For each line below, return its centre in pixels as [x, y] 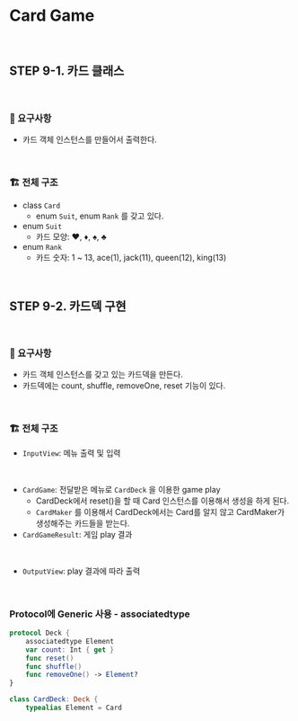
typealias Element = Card [74, 708]
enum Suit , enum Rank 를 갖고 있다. [100, 216]
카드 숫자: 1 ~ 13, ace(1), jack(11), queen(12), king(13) [131, 258]
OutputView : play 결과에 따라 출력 [81, 571]
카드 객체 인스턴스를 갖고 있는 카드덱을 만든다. [103, 375]
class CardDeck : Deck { [54, 699]
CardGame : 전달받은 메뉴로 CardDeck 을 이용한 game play [122, 489]
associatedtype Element [70, 641]
